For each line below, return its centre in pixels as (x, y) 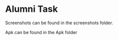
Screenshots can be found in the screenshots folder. (59, 23)
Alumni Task (31, 9)
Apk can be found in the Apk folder (41, 32)
